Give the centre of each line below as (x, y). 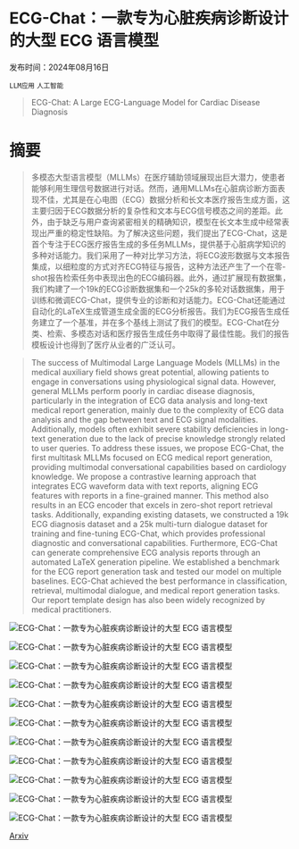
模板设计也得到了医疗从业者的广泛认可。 (105, 344)
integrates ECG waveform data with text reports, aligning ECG (145, 486)
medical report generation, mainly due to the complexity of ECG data (157, 410)
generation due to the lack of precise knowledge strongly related (166, 438)
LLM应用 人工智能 (37, 86)
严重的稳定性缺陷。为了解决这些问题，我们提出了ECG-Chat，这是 (167, 232)
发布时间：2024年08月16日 (59, 67)
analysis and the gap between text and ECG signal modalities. (145, 419)
